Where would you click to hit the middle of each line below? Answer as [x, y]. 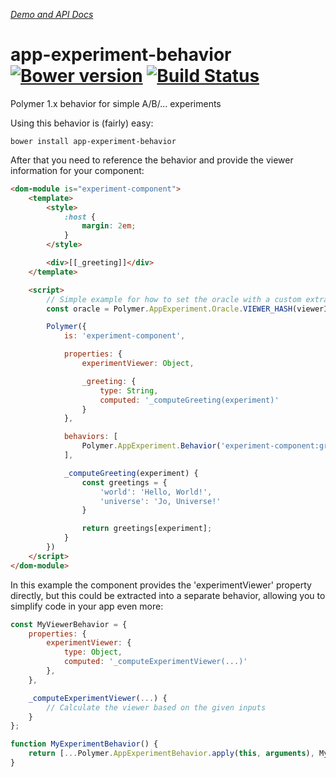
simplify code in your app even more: [87, 606]
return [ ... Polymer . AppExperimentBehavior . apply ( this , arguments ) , [171, 754]
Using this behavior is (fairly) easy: [82, 123]
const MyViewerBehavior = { [69, 624]
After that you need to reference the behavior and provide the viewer [152, 160]
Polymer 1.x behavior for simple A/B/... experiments [116, 103]
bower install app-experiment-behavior [93, 141]
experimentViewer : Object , [138, 364]
